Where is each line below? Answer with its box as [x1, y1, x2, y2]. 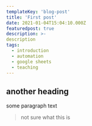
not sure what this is [20, 114, 71, 121]
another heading [6, 86, 69, 96]
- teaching [11, 64, 39, 70]
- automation [11, 53, 44, 59]
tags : [6, 42, 20, 48]
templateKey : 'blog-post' [6, 8, 70, 15]
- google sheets [11, 59, 52, 64]
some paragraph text [6, 102, 58, 109]
